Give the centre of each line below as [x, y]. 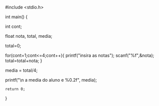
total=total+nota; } [24, 61]
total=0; [13, 46]
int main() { [17, 17]
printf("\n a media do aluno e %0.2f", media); [51, 80]
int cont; [14, 26]
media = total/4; [22, 70]
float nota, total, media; [29, 36]
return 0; [15, 89]
